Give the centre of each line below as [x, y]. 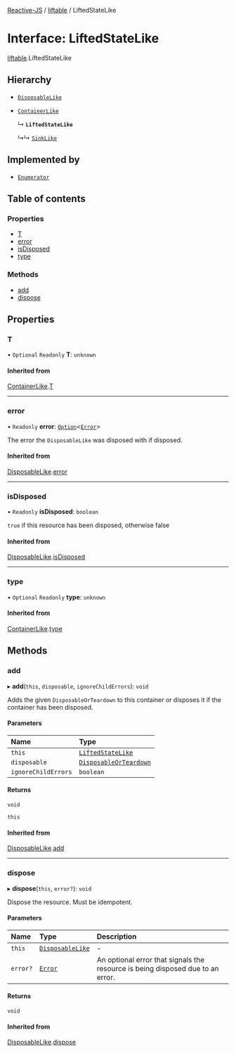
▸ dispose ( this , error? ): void [50, 888]
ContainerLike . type [35, 628]
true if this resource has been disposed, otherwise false [88, 525]
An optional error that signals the [151, 960]
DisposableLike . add [36, 848]
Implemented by [44, 160]
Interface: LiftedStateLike [83, 39]
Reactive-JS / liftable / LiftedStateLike [62, 10]
